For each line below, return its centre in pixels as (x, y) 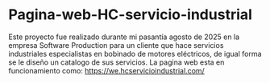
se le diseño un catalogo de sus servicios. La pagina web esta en (116, 62)
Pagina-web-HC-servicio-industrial (130, 15)
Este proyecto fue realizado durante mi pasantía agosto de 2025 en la (124, 37)
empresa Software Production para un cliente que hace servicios (116, 45)
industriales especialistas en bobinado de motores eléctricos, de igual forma (135, 53)
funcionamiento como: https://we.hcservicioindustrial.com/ (107, 70)
